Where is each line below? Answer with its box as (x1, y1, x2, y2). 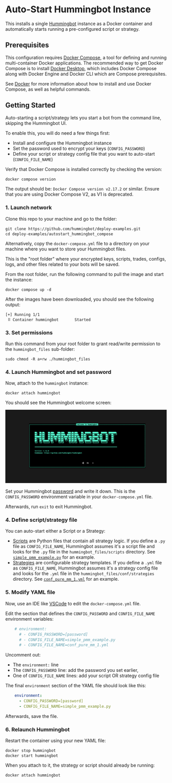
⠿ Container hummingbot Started (7, 317, 91, 322)
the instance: (5, 277, 33, 283)
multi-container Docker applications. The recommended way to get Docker (5, 60, 164, 66)
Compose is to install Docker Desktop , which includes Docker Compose (5, 65, 157, 71)
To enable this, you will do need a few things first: (5, 130, 110, 136)
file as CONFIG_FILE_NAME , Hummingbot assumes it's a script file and (12, 543, 155, 549)
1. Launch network (5, 204, 52, 211)
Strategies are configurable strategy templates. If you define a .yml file (12, 560, 162, 566)
